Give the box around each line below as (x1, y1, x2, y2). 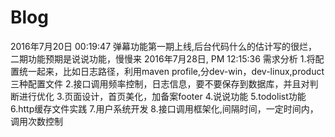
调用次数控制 (10, 115, 63, 127)
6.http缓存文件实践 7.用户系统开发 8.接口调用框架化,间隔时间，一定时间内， (10, 102, 319, 115)
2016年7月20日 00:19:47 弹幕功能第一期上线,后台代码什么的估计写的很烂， (10, 40, 318, 52)
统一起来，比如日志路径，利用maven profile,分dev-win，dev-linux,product (18, 65, 325, 77)
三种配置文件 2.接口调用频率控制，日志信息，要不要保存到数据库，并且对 (10, 77, 310, 90)
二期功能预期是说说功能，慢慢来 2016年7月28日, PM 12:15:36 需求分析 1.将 (10, 52, 316, 65)
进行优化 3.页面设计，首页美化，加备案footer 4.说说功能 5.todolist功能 (18, 90, 307, 102)
